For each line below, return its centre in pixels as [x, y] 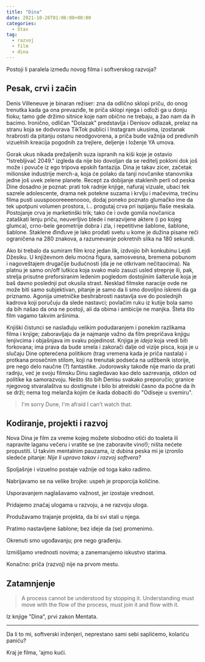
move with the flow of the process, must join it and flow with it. [100, 605]
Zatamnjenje [31, 583]
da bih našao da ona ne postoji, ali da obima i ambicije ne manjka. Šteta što [101, 309]
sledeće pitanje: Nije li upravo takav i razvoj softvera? [74, 458]
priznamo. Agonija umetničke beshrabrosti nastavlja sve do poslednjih [94, 296]
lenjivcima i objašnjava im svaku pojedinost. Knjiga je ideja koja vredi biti [97, 340]
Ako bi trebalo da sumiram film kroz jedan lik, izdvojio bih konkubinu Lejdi [99, 250]
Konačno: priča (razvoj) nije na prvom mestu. [63, 564]
